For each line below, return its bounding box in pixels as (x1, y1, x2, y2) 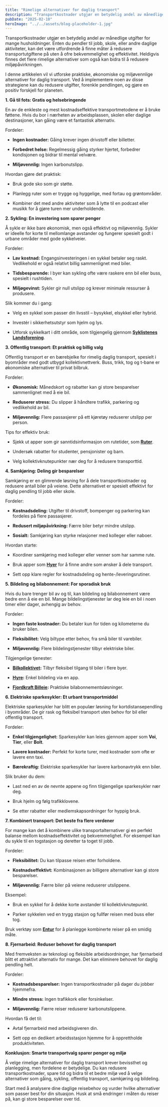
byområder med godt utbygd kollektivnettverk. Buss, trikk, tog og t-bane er (5, 359, 160, 366)
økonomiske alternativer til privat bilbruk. (5, 365, 89, 371)
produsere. (12, 291, 35, 297)
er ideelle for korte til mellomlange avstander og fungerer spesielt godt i (5, 230, 153, 236)
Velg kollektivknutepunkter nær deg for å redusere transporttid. (12, 458, 143, 464)
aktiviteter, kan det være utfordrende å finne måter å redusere (5, 46, 132, 52)
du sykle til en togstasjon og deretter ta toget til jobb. (5, 838, 114, 844)
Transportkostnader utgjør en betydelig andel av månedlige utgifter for (5, 35, 150, 41)
